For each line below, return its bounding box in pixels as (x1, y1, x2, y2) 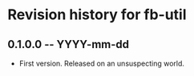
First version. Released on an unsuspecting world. (18, 58, 185, 68)
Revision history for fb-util (7, 6, 187, 24)
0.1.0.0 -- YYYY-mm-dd (7, 38, 130, 51)
